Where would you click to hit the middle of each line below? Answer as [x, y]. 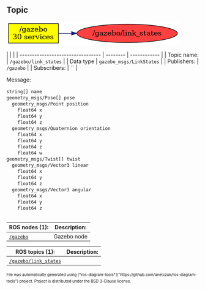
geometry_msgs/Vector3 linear [50, 165]
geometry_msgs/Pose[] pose [41, 97]
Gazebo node [70, 236]
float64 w [30, 153]
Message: [19, 80]
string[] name [24, 91]
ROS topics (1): [35, 251]
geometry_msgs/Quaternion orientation [61, 128]
